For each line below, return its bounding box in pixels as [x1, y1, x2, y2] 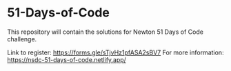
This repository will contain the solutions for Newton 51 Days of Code [7, 28, 203, 36]
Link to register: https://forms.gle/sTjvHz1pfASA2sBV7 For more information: [7, 48, 224, 57]
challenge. [7, 34, 37, 43]
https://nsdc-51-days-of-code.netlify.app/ [7, 55, 126, 63]
